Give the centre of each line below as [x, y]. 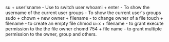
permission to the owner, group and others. [51, 34]
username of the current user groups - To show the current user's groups [83, 13]
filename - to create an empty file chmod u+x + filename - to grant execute [85, 23]
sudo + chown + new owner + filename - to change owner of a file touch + [84, 18]
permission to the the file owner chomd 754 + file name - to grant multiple [83, 29]
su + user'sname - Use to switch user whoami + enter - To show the [78, 7]
